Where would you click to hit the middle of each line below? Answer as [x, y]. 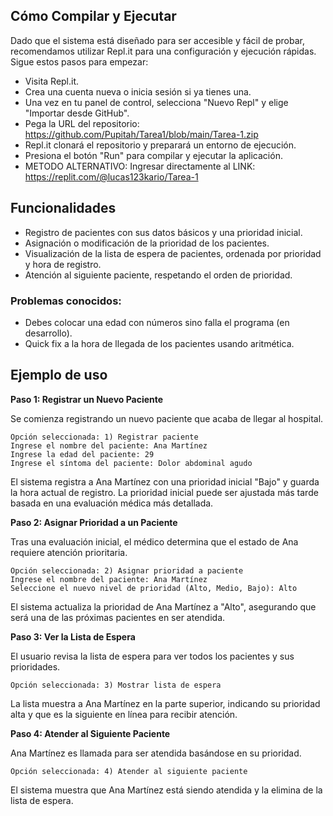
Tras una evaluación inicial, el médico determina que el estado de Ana [154, 541]
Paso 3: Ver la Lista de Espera [73, 636]
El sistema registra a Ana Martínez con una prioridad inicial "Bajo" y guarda [165, 481]
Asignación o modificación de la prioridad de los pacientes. [147, 243]
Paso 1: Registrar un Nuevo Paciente [87, 399]
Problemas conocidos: [66, 301]
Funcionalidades [63, 208]
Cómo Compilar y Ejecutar [93, 16]
